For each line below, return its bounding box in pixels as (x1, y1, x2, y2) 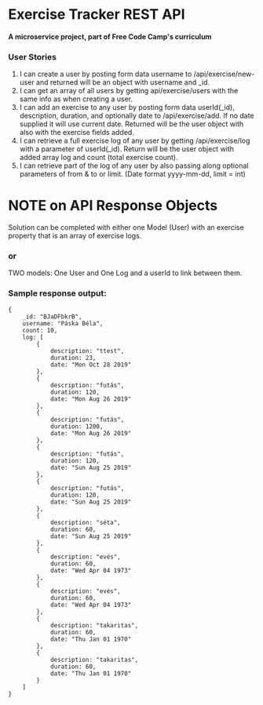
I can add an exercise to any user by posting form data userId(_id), (19, 103, 236, 112)
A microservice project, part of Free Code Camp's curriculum (8, 31, 212, 41)
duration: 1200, (49, 422, 104, 431)
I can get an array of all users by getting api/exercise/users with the (19, 86, 239, 96)
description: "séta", (49, 518, 122, 526)
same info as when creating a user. (19, 94, 133, 104)
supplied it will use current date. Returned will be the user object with (19, 119, 244, 129)
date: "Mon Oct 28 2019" (49, 361, 132, 369)
